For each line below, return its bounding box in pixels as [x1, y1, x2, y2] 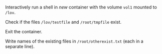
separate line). [5, 44, 35, 49]
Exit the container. [5, 29, 42, 34]
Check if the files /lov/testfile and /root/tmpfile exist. [5, 19, 122, 25]
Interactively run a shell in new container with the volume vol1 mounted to [5, 4, 157, 10]
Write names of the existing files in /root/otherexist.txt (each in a [5, 38, 144, 44]
